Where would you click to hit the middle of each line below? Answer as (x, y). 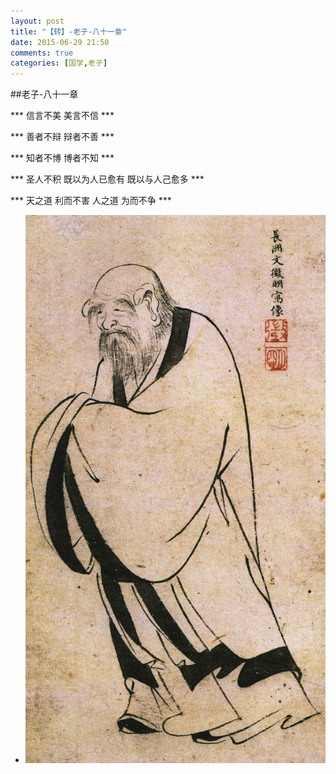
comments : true (42, 53)
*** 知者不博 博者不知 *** (62, 158)
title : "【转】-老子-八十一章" (68, 31)
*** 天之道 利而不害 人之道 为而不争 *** (91, 201)
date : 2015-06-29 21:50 (60, 42)
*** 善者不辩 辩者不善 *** (62, 137)
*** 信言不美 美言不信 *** (62, 116)
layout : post (37, 21)
